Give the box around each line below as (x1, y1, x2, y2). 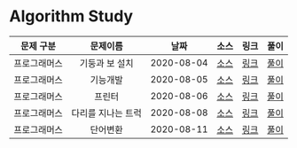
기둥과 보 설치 (79, 57, 134, 69)
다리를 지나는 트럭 (71, 106, 142, 119)
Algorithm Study (9, 6, 134, 27)
